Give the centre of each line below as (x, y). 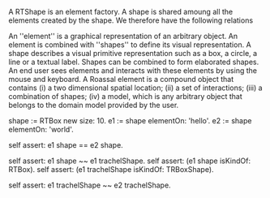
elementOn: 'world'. (41, 129)
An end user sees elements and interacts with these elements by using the (133, 71)
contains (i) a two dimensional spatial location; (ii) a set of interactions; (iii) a (135, 88)
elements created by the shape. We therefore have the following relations (131, 20)
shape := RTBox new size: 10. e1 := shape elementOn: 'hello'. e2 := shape (130, 121)
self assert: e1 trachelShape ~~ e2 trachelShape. (90, 185)
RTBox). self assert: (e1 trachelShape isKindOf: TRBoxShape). (111, 169)
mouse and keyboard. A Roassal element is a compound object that (121, 79)
